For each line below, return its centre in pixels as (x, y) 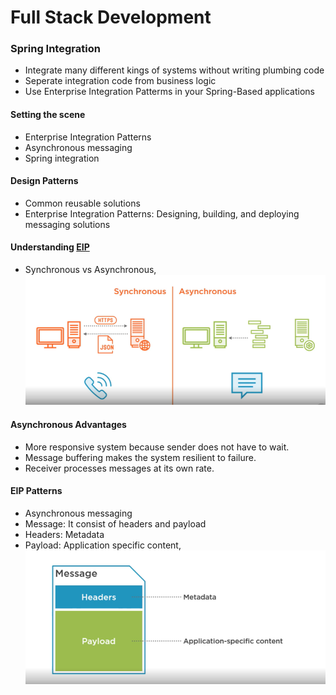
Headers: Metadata (64, 534)
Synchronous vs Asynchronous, (90, 270)
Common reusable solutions (82, 203)
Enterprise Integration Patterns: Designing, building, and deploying (162, 213)
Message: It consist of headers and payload (115, 523)
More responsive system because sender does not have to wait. (157, 447)
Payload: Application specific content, (103, 545)
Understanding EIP (50, 247)
